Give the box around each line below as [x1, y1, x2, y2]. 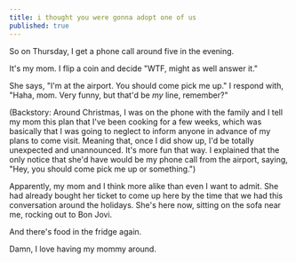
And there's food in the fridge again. [9, 226, 142, 236]
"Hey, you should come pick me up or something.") [9, 163, 196, 174]
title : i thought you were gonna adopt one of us [9, 12, 197, 22]
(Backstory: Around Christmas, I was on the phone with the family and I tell [9, 107, 283, 117]
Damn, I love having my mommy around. [9, 243, 157, 254]
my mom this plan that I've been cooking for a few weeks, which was [9, 116, 262, 127]
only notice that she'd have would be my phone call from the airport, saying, [9, 154, 289, 164]
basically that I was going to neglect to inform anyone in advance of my [9, 125, 271, 136]
